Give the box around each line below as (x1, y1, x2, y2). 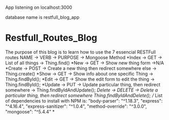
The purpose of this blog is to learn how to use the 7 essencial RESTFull (5, 49, 156, 55)
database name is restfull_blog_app (5, 14, 80, 20)
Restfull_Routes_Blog (5, 32, 98, 44)
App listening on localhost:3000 (5, 5, 72, 10)
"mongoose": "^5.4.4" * (5, 108, 55, 114)
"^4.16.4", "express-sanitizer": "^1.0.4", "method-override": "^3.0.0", (5, 103, 147, 109)
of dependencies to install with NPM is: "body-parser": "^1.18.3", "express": (5, 98, 163, 104)
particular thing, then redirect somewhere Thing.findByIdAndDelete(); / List (5, 92, 163, 99)
